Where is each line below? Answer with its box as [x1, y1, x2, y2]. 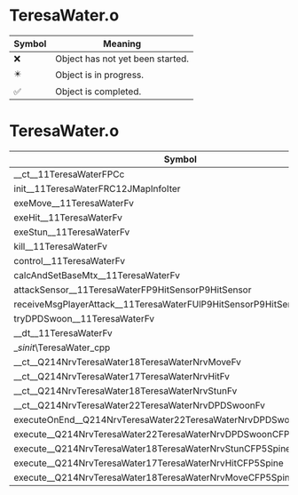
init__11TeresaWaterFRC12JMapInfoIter [13, 182, 181, 195]
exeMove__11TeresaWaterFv [13, 196, 135, 209]
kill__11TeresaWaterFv [13, 240, 108, 252]
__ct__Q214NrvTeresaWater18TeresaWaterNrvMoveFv [13, 355, 242, 368]
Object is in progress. [54, 68, 145, 81]
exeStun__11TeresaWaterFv [13, 226, 130, 238]
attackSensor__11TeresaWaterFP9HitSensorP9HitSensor [13, 283, 252, 296]
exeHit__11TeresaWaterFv [13, 211, 122, 223]
